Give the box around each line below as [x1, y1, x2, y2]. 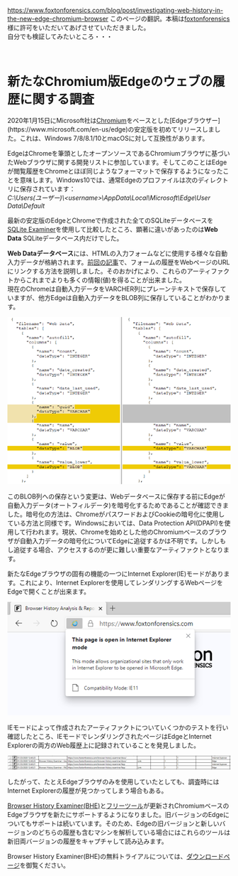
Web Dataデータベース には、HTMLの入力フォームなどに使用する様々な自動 [7, 249, 228, 257]
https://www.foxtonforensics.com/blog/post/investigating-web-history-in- [7, 6, 224, 14]
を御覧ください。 [19, 860, 69, 870]
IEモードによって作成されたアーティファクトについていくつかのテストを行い [7, 723, 229, 732]
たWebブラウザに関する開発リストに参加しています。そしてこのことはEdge [7, 158, 227, 166]
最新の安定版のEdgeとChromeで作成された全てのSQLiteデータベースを [7, 216, 214, 225]
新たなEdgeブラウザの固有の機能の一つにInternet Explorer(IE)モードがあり [7, 569, 225, 578]
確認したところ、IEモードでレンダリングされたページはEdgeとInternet [7, 732, 212, 741]
